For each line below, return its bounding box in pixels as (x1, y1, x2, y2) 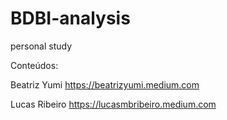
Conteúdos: (10, 59, 59, 71)
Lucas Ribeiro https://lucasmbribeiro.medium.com (10, 98, 217, 110)
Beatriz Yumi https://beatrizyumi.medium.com (10, 78, 200, 91)
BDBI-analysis (10, 7, 131, 30)
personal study (10, 40, 73, 52)
